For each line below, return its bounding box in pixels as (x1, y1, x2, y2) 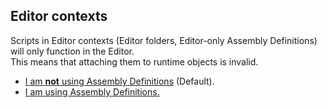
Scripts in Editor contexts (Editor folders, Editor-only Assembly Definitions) (10, 34, 318, 46)
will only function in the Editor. (10, 45, 135, 57)
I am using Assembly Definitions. (24, 85, 160, 98)
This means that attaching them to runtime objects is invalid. (10, 55, 259, 68)
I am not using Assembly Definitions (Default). (24, 75, 215, 87)
